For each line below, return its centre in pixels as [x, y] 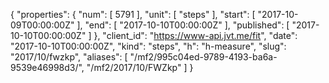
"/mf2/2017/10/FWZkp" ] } [140, 67]
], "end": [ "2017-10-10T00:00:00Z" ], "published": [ [183, 25]
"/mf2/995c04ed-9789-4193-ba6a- [203, 57]
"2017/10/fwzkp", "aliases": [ [69, 57]
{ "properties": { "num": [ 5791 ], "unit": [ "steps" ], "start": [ [133, 14]
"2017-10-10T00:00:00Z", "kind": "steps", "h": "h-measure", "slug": [148, 46]
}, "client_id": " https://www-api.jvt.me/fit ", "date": [195, 35]
